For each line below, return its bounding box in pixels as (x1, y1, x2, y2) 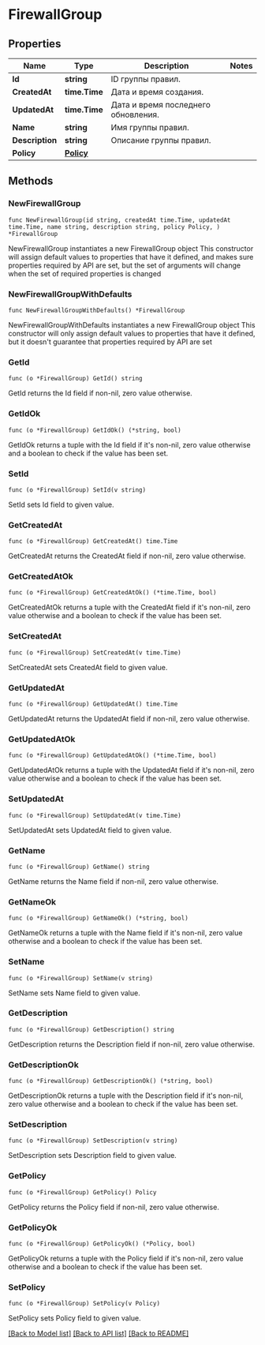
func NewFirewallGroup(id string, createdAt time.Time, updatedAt (8, 215, 231, 224)
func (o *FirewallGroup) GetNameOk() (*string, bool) (8, 914, 189, 923)
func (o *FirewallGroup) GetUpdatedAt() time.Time (8, 700, 178, 708)
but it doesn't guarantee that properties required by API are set (8, 337, 213, 347)
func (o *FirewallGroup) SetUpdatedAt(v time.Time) (8, 811, 181, 819)
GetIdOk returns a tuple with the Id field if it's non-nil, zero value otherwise (8, 440, 251, 449)
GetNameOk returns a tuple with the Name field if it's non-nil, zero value (8, 928, 243, 938)
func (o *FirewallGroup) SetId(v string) (8, 485, 147, 494)
